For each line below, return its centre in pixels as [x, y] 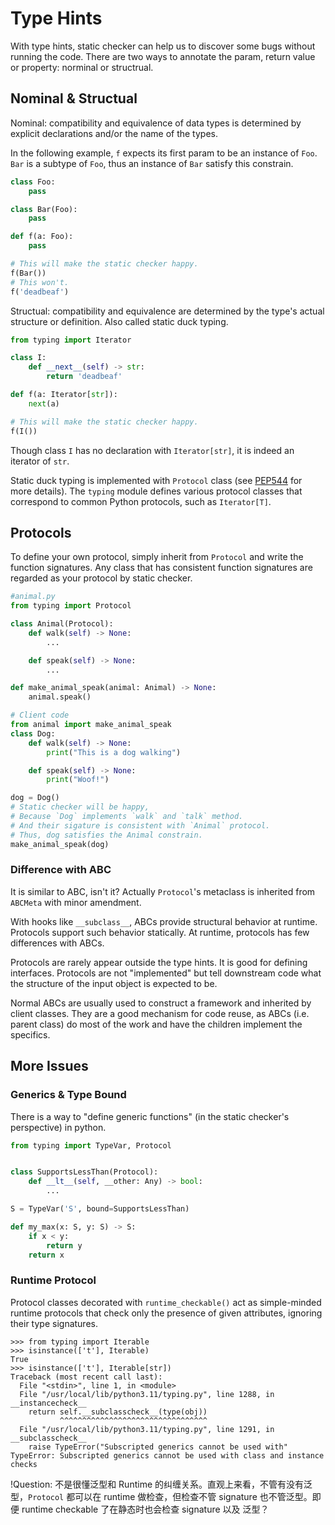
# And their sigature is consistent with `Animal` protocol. [140, 825]
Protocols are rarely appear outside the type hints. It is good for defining [159, 962]
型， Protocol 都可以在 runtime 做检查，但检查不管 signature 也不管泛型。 [161, 1496]
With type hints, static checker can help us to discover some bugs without [163, 46]
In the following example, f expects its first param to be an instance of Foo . [164, 153]
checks [24, 1464]
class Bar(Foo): [44, 209]
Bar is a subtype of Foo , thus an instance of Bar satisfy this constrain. [152, 163]
